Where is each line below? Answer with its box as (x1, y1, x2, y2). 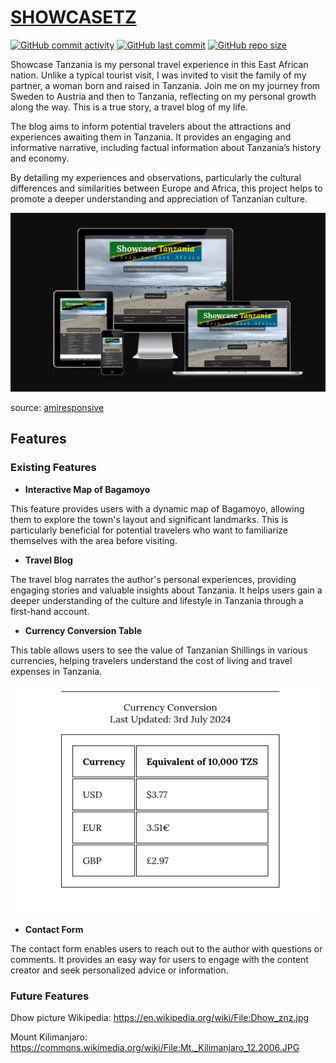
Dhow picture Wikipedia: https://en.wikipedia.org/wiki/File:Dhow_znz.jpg (10, 1012, 310, 1024)
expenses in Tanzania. (10, 665, 103, 677)
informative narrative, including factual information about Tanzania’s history (10, 141, 322, 153)
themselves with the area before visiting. (10, 534, 178, 546)
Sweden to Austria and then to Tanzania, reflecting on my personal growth (10, 90, 317, 102)
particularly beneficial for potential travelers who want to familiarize (10, 524, 288, 536)
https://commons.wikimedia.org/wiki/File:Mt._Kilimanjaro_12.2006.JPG (10, 1042, 300, 1054)
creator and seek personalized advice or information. (10, 964, 229, 976)
